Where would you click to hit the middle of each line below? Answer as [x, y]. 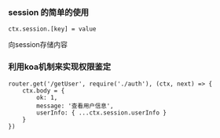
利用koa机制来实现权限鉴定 [60, 67]
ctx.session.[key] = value [52, 29]
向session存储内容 [38, 45]
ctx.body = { [44, 91]
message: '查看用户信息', [75, 106]
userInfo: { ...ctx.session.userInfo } [102, 113]
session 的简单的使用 [48, 12]
